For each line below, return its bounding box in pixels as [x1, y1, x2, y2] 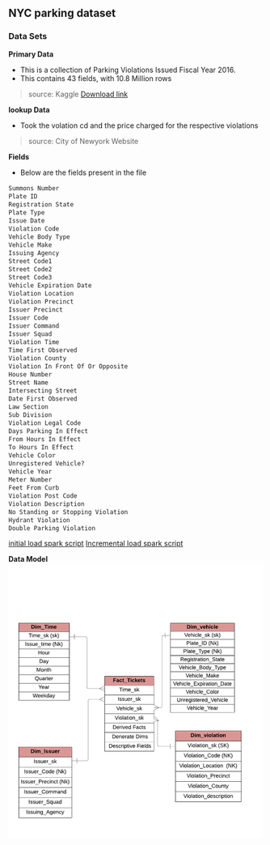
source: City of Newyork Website [27, 136, 139, 146]
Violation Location [8, 289, 74, 298]
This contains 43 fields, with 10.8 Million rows [19, 73, 172, 83]
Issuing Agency [8, 248, 60, 257]
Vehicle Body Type [8, 232, 70, 241]
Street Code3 [8, 273, 53, 282]
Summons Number [8, 184, 60, 193]
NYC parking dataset [8, 6, 116, 20]
